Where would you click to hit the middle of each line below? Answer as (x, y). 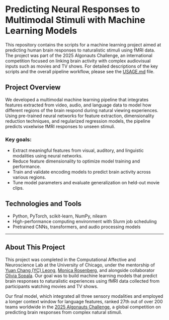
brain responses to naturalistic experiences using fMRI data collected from (82, 281)
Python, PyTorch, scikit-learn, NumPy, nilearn (60, 216)
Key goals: (18, 139)
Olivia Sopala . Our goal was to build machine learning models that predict (81, 276)
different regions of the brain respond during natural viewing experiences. (82, 110)
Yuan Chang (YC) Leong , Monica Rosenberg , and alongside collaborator (80, 270)
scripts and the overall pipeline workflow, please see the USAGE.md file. (80, 71)
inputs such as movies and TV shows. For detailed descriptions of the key (82, 66)
